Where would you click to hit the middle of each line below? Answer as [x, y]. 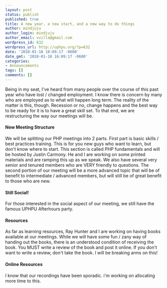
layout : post [19, 10]
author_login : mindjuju [30, 33]
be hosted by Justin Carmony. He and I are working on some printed [75, 155]
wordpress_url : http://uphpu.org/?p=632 [48, 47]
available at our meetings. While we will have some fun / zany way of [76, 237]
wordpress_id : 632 [24, 43]
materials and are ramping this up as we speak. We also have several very [81, 160]
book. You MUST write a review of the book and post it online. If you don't [81, 247]
